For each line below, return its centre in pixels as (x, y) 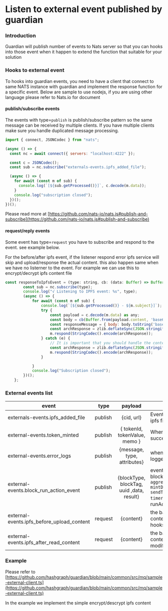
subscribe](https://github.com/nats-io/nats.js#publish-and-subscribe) (77, 219)
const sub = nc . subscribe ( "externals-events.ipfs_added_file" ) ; (78, 167)
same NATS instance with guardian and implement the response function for (84, 86)
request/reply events (27, 231)
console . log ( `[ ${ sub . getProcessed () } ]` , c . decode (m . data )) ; (82, 186)
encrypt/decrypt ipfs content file (39, 273)
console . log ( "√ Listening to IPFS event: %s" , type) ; (80, 292)
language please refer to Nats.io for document (53, 97)
